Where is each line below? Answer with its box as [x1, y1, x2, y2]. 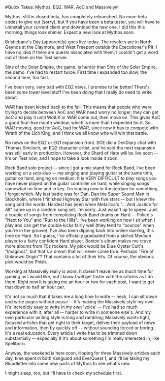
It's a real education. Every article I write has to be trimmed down [5, 330, 137, 336]
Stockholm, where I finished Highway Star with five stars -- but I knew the [5, 196, 155, 202]
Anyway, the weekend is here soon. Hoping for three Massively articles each [5, 350, 161, 356]
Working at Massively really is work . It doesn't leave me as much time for [5, 268, 154, 274]
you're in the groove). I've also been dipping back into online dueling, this [5, 228, 154, 233]
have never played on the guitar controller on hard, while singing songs [5, 180, 149, 186]
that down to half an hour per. [5, 284, 66, 290]
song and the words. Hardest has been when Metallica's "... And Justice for [5, 202, 159, 207]
